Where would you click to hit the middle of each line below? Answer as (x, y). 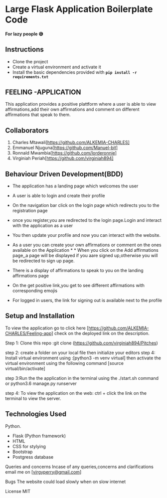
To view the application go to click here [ (47, 328)
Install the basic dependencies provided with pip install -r (75, 72)
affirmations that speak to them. (38, 115)
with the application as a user (43, 226)
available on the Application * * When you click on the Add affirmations (85, 250)
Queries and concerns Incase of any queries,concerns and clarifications (79, 467)
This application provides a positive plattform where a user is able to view (81, 104)
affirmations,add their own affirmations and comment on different (72, 109)
